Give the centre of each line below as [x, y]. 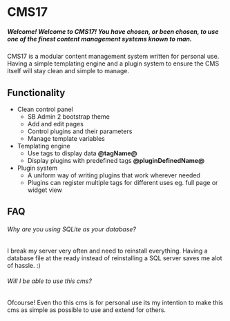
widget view [45, 190]
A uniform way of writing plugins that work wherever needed [114, 175]
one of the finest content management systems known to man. [99, 39]
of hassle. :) [24, 265]
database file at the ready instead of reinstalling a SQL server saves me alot [115, 258]
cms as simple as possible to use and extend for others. [87, 310]
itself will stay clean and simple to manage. [68, 71]
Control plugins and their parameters [80, 131]
